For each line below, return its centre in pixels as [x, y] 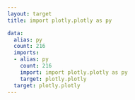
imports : [27, 53]
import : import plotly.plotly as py [74, 72]
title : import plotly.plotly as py [60, 20]
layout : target [30, 14]
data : [15, 33]
